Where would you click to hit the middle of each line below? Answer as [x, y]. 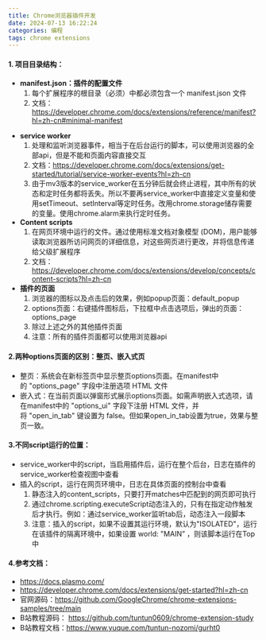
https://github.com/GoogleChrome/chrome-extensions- [146, 599]
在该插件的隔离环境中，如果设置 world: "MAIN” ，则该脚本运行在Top [143, 533]
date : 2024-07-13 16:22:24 [53, 23]
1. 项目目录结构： [36, 64]
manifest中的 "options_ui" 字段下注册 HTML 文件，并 [113, 405]
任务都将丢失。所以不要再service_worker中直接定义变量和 [154, 194]
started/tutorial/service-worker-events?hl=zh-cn [111, 174]
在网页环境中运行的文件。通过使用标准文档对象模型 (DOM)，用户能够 [145, 232]
